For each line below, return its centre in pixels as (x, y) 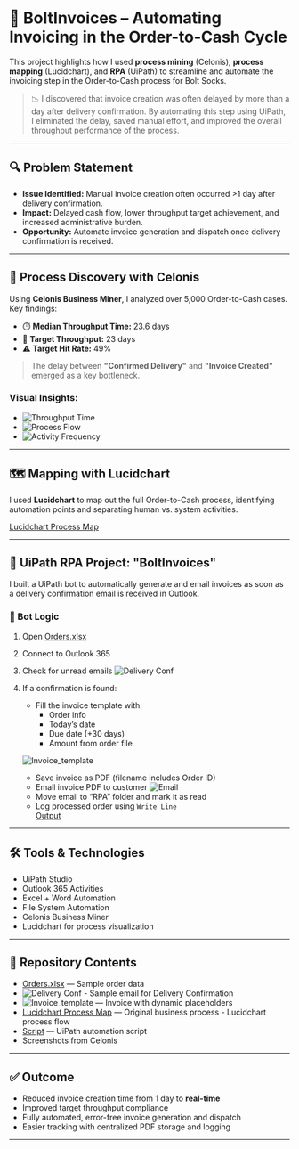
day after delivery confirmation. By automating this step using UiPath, (158, 111)
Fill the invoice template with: (89, 705)
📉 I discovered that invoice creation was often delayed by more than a (160, 98)
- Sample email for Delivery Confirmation (158, 993)
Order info (67, 714)
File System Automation (65, 907)
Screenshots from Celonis (70, 1040)
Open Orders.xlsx (54, 636)
